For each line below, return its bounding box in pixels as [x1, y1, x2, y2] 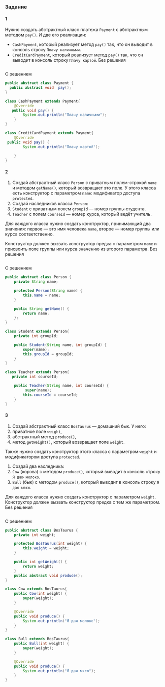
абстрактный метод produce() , [12, 433, 77, 440]
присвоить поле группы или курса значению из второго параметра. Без [5, 246, 158, 252]
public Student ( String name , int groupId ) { [14, 342, 107, 347]
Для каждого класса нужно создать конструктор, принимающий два [5, 221, 151, 227]
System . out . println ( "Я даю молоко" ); [23, 618, 100, 623]
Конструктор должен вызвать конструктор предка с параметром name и [5, 241, 157, 247]
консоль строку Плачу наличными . [12, 47, 81, 53]
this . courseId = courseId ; [23, 392, 78, 397]
